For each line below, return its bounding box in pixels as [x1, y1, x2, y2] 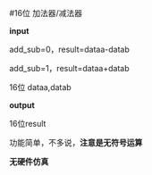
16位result [9, 119, 46, 129]
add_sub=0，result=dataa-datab [9, 44, 130, 54]
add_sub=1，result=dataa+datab [9, 63, 130, 73]
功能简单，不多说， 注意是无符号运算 [9, 137, 143, 147]
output [9, 100, 36, 110]
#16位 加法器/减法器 [9, 8, 83, 18]
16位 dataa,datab [9, 82, 72, 92]
